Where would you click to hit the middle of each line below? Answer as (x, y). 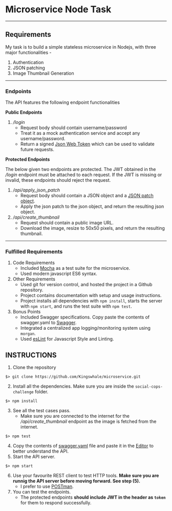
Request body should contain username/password (73, 128)
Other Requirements (34, 279)
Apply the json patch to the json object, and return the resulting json (92, 206)
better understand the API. (41, 451)
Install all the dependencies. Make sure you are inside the (73, 386)
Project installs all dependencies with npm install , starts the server (91, 301)
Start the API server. (34, 457)
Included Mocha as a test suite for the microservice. (75, 268)
